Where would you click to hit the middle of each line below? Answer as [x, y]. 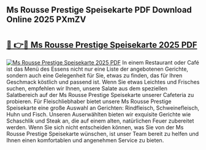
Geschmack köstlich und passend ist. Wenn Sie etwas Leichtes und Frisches [103, 82]
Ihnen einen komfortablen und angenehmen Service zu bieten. [85, 140]
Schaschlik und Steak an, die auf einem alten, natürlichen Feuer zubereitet [100, 121]
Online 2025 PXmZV [46, 20]
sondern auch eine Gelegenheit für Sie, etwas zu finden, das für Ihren [94, 75]
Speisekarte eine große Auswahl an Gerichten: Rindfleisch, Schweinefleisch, [103, 108]
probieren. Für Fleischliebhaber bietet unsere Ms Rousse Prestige [89, 101]
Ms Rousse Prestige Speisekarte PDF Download [99, 10]
